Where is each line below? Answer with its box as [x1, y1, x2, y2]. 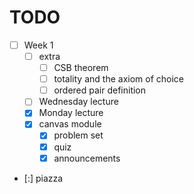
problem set [53, 129, 104, 141]
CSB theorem [53, 62, 109, 74]
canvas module [38, 118, 102, 130]
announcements [53, 152, 121, 164]
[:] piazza [23, 172, 64, 184]
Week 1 [23, 39, 54, 51]
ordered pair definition [53, 84, 147, 96]
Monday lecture [38, 107, 104, 119]
